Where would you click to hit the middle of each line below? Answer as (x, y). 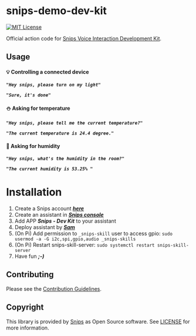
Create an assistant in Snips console (59, 214)
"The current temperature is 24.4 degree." (60, 133)
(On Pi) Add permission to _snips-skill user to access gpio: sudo (94, 233)
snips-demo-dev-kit (56, 11)
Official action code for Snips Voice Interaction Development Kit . (84, 38)
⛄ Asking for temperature (38, 108)
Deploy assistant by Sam (45, 227)
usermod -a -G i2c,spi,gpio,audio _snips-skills (75, 239)
